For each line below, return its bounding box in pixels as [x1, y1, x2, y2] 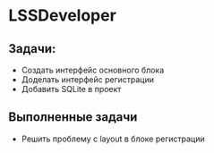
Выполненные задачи [8, 109, 138, 125]
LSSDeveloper [8, 5, 117, 26]
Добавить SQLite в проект [21, 84, 122, 94]
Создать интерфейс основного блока [21, 64, 165, 75]
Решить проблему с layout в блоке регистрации [21, 133, 205, 144]
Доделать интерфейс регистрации [21, 74, 154, 85]
